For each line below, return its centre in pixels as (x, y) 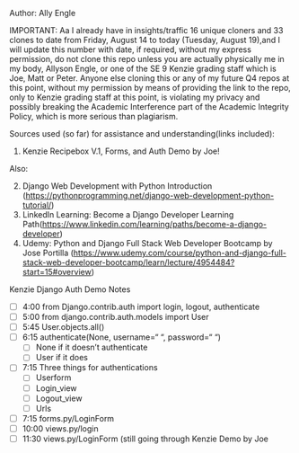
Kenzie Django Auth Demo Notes (70, 289)
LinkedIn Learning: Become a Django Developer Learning (128, 214)
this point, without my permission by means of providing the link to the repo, (150, 88)
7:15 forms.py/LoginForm (68, 418)
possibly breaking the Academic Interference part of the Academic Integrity (149, 107)
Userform (53, 377)
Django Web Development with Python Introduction (117, 186)
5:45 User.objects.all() (63, 327)
